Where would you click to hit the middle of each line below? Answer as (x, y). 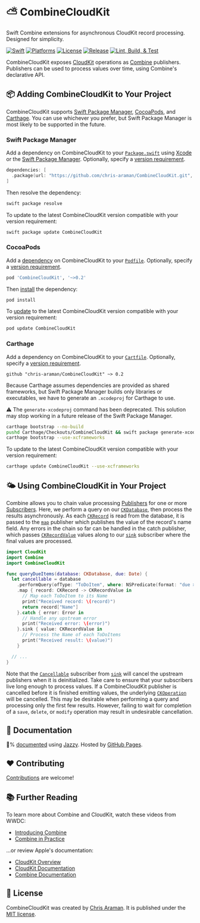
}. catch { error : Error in (50, 612)
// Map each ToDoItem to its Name (65, 596)
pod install (21, 300)
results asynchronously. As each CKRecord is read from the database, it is (95, 515)
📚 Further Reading (42, 797)
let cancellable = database (46, 580)
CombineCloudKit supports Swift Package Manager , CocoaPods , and (91, 111)
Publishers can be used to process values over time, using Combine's (92, 68)
